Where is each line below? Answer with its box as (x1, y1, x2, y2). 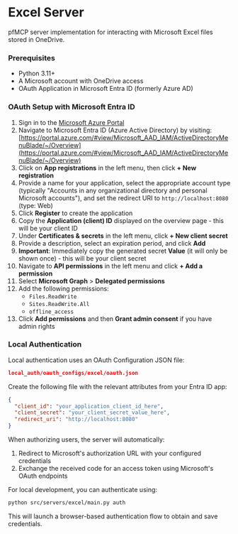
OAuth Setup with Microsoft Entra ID (8, 102, 135, 112)
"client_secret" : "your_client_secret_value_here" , (14, 409, 171, 416)
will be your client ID (18, 224, 79, 232)
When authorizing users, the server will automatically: (8, 435, 165, 444)
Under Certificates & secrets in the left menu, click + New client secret (18, 231, 229, 240)
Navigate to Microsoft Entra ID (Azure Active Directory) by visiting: (18, 126, 212, 134)
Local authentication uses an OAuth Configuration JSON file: (8, 356, 185, 364)
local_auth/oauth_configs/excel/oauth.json (8, 369, 139, 376)
